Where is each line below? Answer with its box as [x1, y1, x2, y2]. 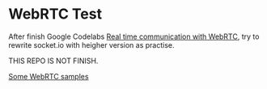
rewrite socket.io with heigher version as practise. [8, 40, 175, 49]
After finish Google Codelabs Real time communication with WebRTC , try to [8, 32, 260, 41]
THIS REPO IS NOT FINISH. [8, 56, 99, 66]
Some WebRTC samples [8, 71, 89, 81]
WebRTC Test [8, 5, 103, 23]
